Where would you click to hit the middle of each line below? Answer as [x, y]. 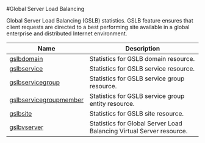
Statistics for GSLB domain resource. [142, 59]
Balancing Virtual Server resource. [138, 131]
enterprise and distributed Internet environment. [67, 33]
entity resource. [112, 104]
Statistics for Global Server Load [136, 123]
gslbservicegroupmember [47, 100]
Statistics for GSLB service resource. [142, 68]
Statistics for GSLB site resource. [137, 113]
